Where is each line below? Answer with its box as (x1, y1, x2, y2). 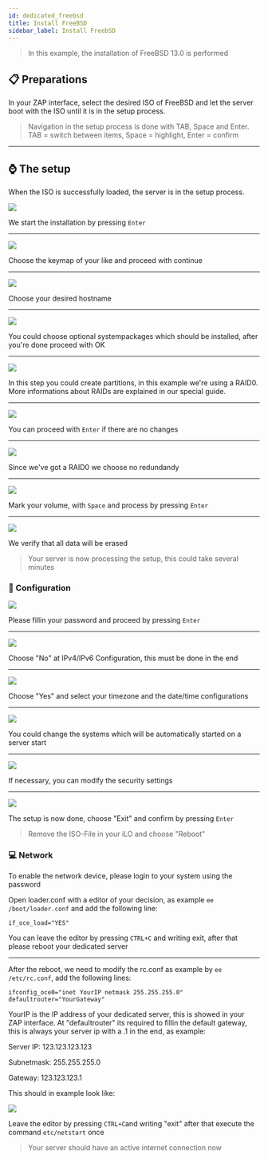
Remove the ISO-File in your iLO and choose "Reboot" (27, 829, 206, 839)
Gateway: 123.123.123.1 (8, 1073, 82, 1082)
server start (8, 738, 46, 747)
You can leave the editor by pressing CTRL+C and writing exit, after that (8, 933, 238, 942)
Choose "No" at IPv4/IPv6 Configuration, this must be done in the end (8, 653, 238, 663)
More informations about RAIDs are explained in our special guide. (8, 387, 226, 396)
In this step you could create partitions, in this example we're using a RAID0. (8, 378, 258, 388)
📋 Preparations (8, 73, 88, 86)
